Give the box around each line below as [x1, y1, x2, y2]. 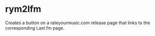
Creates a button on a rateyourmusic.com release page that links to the [5, 20, 150, 26]
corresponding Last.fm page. [5, 25, 64, 31]
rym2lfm [5, 3, 42, 15]
